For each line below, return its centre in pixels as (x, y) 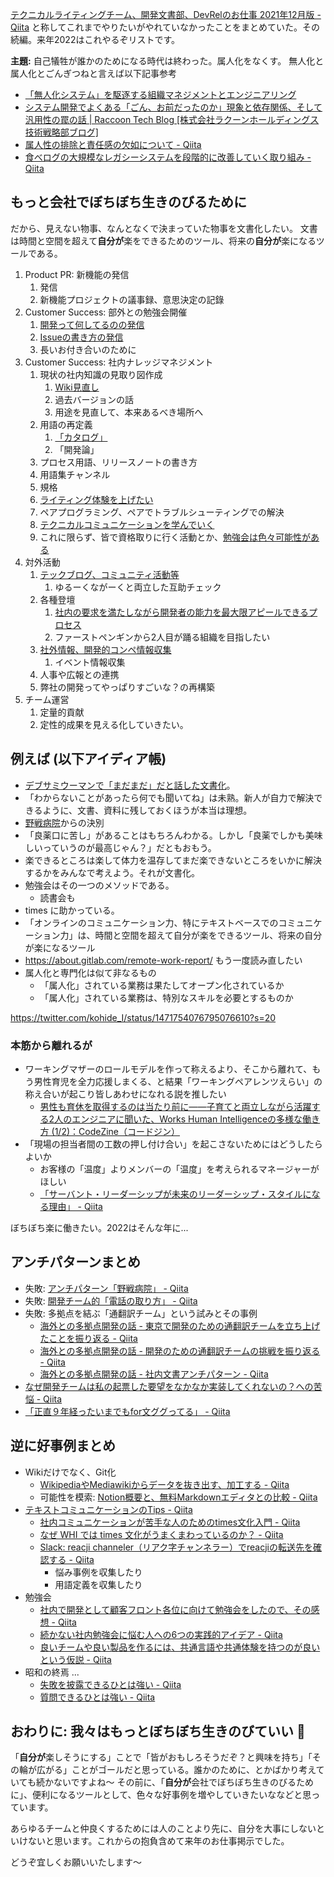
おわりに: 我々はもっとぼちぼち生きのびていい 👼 (158, 1731)
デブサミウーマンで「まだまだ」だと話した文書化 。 (130, 785)
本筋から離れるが (51, 1045)
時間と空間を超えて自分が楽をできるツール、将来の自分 (208, 935)
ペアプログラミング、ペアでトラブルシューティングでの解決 (162, 512)
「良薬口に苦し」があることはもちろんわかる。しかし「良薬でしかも (165, 835)
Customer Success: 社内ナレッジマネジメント (119, 362)
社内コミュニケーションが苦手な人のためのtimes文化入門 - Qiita (170, 1522)
